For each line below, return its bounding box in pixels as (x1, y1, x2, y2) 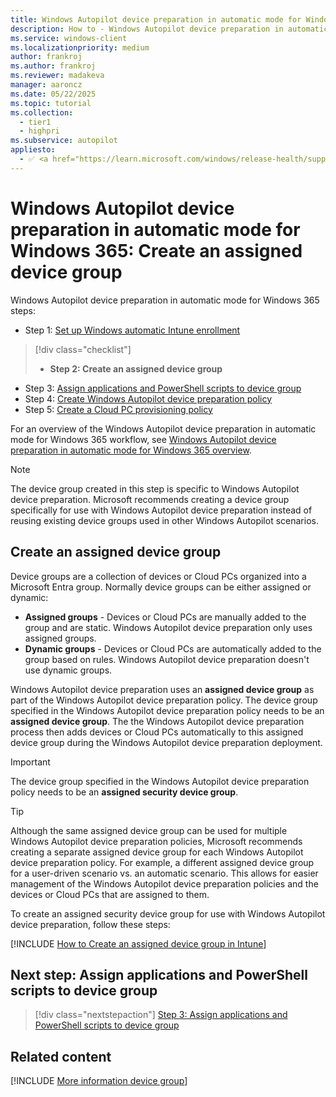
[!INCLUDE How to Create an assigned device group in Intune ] (10, 937, 267, 950)
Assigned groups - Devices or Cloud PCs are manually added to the (24, 611, 307, 623)
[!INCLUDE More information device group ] (10, 1075, 188, 1087)
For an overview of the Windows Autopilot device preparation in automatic (10, 422, 317, 435)
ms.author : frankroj (10, 61, 97, 71)
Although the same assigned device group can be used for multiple (10, 824, 288, 836)
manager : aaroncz (10, 80, 83, 90)
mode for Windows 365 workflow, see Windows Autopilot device (10, 433, 277, 445)
